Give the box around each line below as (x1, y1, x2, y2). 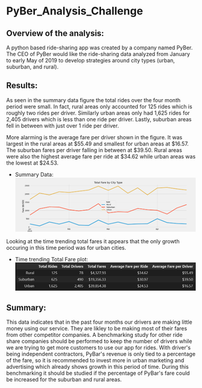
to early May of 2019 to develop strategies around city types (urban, (6, 57, 176, 64)
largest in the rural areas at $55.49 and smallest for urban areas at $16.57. (6, 140, 189, 147)
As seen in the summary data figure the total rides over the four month (6, 96, 181, 103)
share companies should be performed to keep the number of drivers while (6, 338, 192, 345)
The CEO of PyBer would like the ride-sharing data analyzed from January (6, 50, 191, 58)
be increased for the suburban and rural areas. (6, 376, 122, 383)
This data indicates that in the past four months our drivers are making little (6, 318, 192, 326)
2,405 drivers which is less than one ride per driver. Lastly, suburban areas (6, 115, 192, 123)
